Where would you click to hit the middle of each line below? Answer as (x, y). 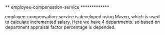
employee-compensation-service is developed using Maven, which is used (82, 17)
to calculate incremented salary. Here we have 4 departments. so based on (82, 22)
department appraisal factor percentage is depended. (60, 27)
